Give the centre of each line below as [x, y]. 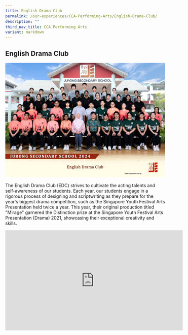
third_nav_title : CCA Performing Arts [46, 27]
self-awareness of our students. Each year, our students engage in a [77, 191]
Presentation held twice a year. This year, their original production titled [80, 207]
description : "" [22, 21]
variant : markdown [25, 32]
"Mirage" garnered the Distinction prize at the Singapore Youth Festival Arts [84, 212]
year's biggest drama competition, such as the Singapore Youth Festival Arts [85, 201]
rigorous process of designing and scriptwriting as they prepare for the [79, 196]
